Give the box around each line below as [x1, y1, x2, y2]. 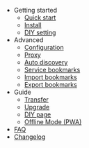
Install [24, 21, 42, 29]
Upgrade [24, 103, 50, 111]
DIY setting [24, 28, 56, 36]
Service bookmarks [24, 66, 81, 74]
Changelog [13, 133, 46, 141]
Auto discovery [24, 58, 68, 66]
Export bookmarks [24, 81, 78, 88]
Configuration [24, 43, 64, 51]
